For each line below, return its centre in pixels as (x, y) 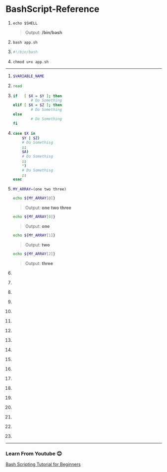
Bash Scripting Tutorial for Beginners (43, 464)
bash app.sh (25, 42)
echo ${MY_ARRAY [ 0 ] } (34, 217)
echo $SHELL (25, 23)
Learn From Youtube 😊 (34, 453)
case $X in (24, 133)
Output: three (39, 263)
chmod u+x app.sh (31, 62)
